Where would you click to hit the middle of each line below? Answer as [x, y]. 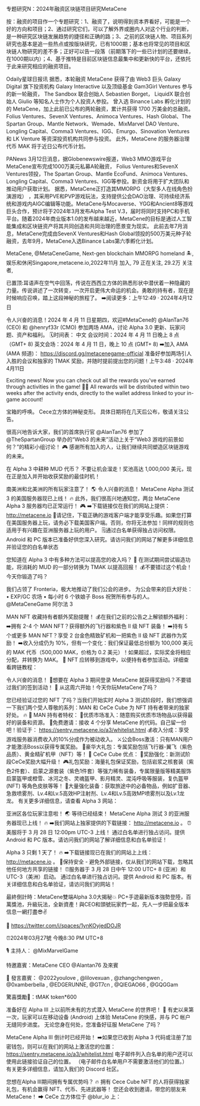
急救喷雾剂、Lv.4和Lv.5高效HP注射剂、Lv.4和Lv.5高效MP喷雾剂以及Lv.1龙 [95, 793]
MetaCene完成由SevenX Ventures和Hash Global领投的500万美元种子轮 [104, 234]
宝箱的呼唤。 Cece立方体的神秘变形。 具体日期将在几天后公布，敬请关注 [95, 412]
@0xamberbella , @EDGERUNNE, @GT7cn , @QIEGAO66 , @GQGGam [92, 984]
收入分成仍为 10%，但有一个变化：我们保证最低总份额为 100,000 [102, 643]
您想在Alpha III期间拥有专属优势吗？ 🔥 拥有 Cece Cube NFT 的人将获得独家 [98, 1082]
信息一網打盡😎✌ [27, 912]
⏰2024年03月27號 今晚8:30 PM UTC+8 [55, 938]
